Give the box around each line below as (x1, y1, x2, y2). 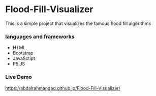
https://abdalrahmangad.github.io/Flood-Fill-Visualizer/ (5, 85, 120, 91)
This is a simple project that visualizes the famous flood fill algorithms (5, 20, 151, 26)
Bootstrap (12, 50, 34, 56)
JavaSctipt (12, 55, 36, 61)
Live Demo (5, 74, 32, 81)
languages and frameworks (5, 33, 75, 40)
